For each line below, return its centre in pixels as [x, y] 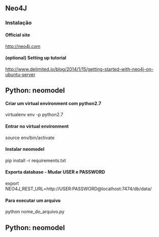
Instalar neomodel [25, 149]
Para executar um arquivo [33, 200]
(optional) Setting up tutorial [36, 58]
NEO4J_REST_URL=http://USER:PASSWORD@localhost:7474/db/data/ [78, 189]
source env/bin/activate [30, 138]
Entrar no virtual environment [37, 126]
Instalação [19, 23]
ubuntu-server [20, 74]
